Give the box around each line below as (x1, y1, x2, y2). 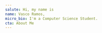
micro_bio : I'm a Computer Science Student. (5, 16, 98, 21)
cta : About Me (5, 20, 34, 26)
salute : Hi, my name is (5, 7, 54, 12)
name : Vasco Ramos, (5, 12, 45, 16)
